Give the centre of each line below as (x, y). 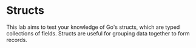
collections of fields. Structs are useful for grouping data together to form (98, 33)
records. (17, 40)
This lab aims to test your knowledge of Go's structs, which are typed (93, 27)
